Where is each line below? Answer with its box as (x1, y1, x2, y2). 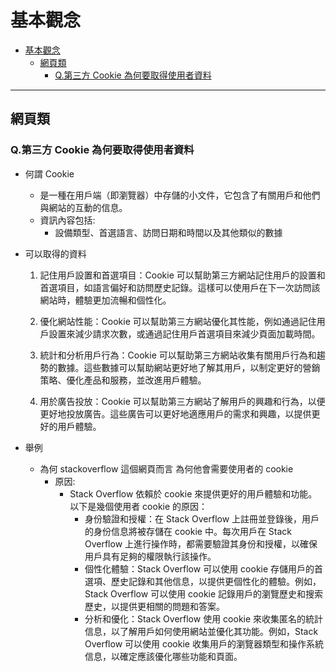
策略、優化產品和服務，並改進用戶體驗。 (39, 374, 207, 386)
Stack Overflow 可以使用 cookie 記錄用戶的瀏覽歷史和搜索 (84, 587, 324, 600)
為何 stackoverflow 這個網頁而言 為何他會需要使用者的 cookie (39, 462, 294, 475)
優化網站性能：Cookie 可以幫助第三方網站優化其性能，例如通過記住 (39, 315, 317, 327)
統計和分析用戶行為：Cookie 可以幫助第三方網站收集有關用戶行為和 (39, 349, 317, 361)
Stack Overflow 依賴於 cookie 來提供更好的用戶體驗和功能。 (69, 487, 318, 500)
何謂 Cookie (24, 167, 75, 180)
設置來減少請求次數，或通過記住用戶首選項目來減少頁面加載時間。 (48, 327, 321, 340)
